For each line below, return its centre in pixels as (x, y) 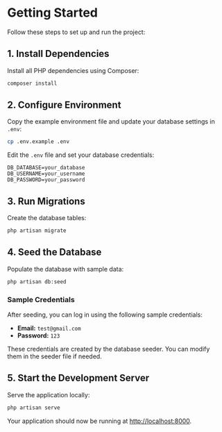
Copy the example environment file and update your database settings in (111, 122)
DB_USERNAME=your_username (46, 174)
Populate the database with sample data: (66, 269)
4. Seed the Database (54, 252)
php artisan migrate (37, 231)
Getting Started (53, 13)
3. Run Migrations (46, 201)
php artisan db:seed (37, 282)
